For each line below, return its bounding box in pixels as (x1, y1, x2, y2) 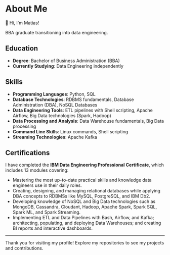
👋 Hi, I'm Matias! (5, 20, 39, 26)
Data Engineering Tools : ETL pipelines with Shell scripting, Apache (12, 107, 153, 113)
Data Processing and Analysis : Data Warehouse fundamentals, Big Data (12, 118, 164, 124)
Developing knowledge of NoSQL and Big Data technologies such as (12, 198, 156, 205)
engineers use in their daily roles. (12, 182, 82, 188)
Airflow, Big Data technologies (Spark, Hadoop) (12, 112, 111, 119)
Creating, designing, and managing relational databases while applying (12, 188, 161, 194)
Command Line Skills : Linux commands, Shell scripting (12, 128, 128, 134)
